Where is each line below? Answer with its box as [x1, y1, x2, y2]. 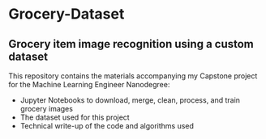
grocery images [19, 104, 73, 113]
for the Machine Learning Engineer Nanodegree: [8, 80, 170, 89]
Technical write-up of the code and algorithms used [19, 121, 195, 130]
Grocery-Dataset [8, 5, 125, 23]
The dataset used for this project [19, 112, 130, 122]
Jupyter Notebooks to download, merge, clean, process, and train [19, 95, 241, 105]
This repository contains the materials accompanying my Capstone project [8, 71, 258, 81]
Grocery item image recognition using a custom [8, 37, 254, 51]
